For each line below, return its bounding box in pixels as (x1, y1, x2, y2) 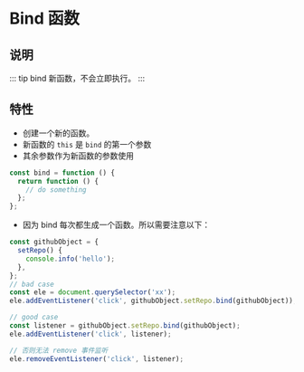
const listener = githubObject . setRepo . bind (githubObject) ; (9, 321, 242, 330)
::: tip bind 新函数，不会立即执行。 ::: (9, 73, 146, 83)
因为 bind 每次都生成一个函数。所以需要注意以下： (22, 219, 211, 231)
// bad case (9, 280, 54, 289)
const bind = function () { (9, 168, 116, 177)
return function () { (17, 176, 100, 186)
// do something (25, 185, 88, 195)
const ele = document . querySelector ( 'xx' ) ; (9, 288, 176, 297)
